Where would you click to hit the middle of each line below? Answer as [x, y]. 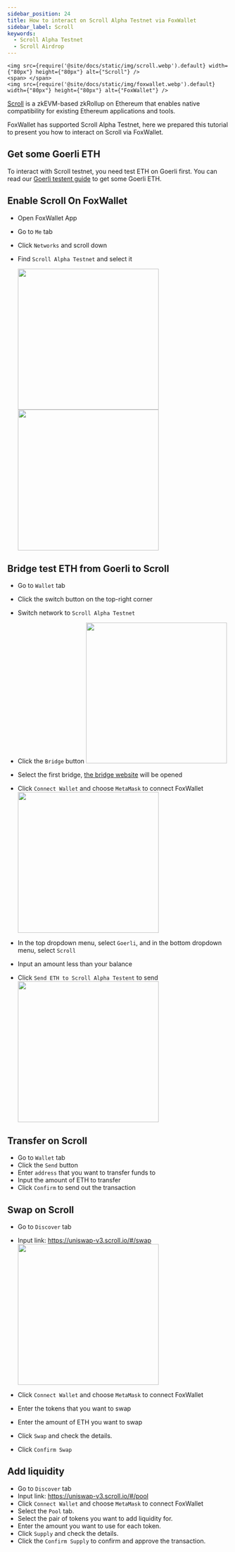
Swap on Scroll [41, 1209]
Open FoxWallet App [47, 218]
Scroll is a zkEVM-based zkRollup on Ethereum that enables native [104, 104]
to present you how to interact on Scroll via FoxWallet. [85, 132]
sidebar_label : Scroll [40, 27]
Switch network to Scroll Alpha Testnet [76, 613]
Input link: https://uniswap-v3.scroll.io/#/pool [83, 1496]
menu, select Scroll [46, 951]
